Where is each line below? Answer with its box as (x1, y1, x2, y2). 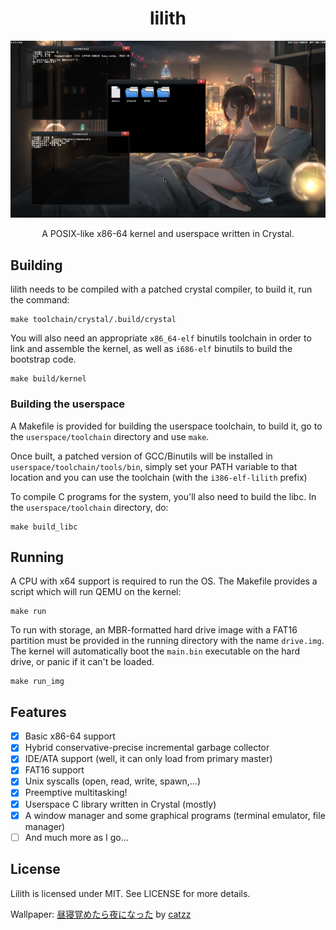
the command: (10, 294, 70, 306)
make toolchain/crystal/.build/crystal (10, 315, 177, 325)
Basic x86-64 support (24, 730, 116, 742)
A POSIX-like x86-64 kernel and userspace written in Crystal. (41, 228, 295, 240)
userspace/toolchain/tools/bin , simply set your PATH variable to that (10, 460, 298, 472)
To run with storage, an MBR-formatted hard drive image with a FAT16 (10, 624, 298, 636)
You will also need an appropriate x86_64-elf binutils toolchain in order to (10, 332, 312, 344)
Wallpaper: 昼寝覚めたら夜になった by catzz (10, 908, 192, 920)
